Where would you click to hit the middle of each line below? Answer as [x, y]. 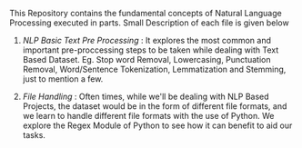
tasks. [34, 135]
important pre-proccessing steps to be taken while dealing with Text [151, 50]
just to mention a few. [63, 79]
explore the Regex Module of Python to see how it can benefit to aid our [157, 125]
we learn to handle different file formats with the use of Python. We [148, 116]
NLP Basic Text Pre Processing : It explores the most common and [146, 40]
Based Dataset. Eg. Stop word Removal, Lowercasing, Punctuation [146, 59]
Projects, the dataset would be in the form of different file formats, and [155, 106]
